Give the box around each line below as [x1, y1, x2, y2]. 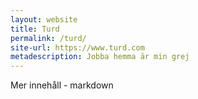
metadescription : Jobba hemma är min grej [10, 52, 190, 62]
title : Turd [10, 24, 60, 34]
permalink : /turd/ [10, 33, 87, 43]
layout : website [10, 14, 78, 25]
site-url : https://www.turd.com [10, 42, 145, 53]
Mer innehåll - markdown [10, 79, 114, 91]
